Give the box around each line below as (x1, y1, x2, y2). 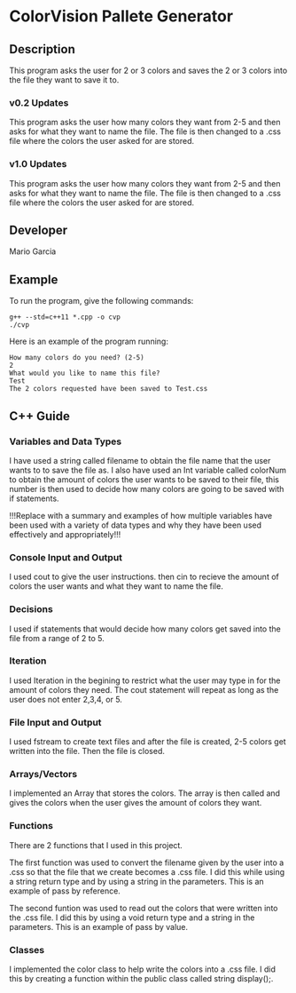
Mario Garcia (9, 246, 57, 257)
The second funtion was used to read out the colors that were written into (9, 902, 278, 913)
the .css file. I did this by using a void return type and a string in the (9, 912, 255, 923)
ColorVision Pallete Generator (9, 6, 233, 27)
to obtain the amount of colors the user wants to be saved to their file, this (9, 473, 279, 485)
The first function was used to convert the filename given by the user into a (9, 857, 284, 868)
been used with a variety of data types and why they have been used (9, 520, 262, 530)
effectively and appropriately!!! (9, 528, 121, 539)
